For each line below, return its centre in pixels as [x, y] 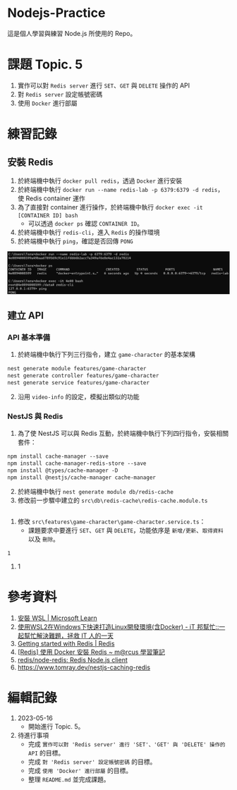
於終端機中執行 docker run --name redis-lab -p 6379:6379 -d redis [117, 189]
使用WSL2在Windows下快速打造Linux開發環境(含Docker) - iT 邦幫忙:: [118, 626]
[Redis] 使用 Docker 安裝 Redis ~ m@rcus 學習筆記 [91, 652]
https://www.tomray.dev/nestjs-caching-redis [84, 667]
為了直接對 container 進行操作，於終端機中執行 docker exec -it [110, 207]
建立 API [26, 316]
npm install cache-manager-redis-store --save [77, 463]
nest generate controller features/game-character [83, 375]
